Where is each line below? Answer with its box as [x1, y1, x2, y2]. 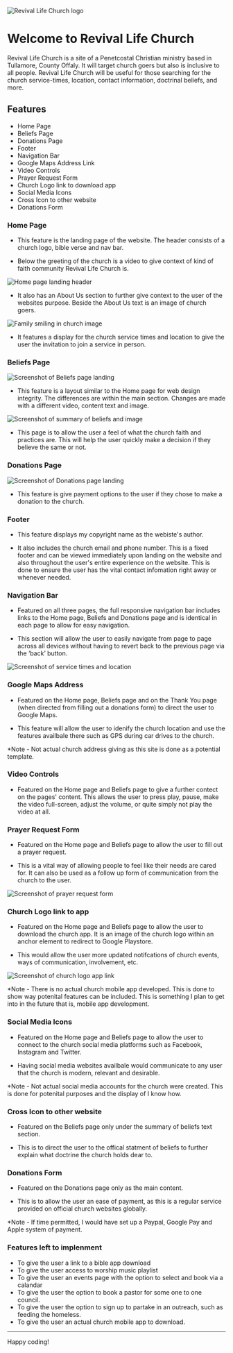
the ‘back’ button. [17, 649, 68, 657]
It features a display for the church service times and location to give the [17, 333, 225, 342]
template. [7, 752, 35, 760]
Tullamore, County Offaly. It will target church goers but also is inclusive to [7, 61, 220, 69]
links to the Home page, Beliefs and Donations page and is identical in [17, 614, 217, 622]
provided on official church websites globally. [17, 1204, 148, 1213]
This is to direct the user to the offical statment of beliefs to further [17, 1143, 208, 1152]
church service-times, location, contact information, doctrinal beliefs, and [7, 76, 218, 84]
